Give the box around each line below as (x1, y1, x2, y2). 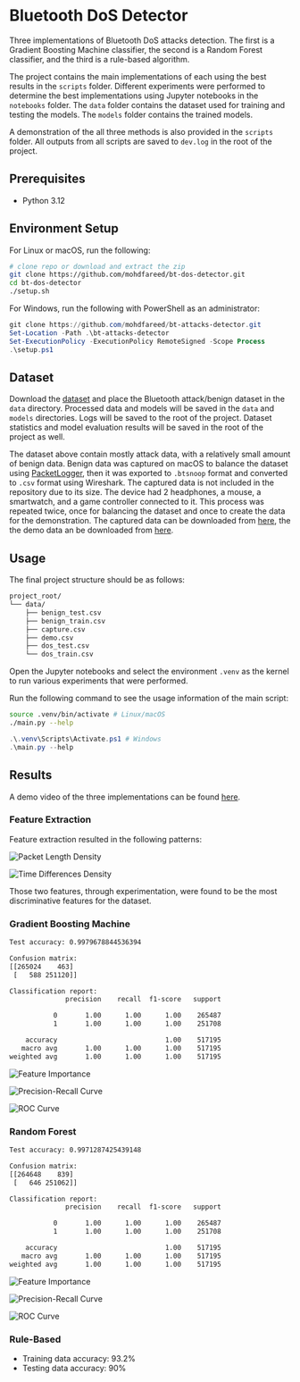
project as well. (9, 431, 65, 442)
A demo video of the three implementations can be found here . (9, 792, 241, 802)
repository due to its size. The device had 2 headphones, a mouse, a (9, 487, 262, 498)
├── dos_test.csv (25, 641, 90, 650)
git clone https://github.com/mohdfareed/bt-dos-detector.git (9, 270, 246, 280)
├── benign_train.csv (25, 616, 105, 625)
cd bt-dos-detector (9, 279, 82, 288)
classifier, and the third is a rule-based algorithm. (9, 54, 190, 64)
